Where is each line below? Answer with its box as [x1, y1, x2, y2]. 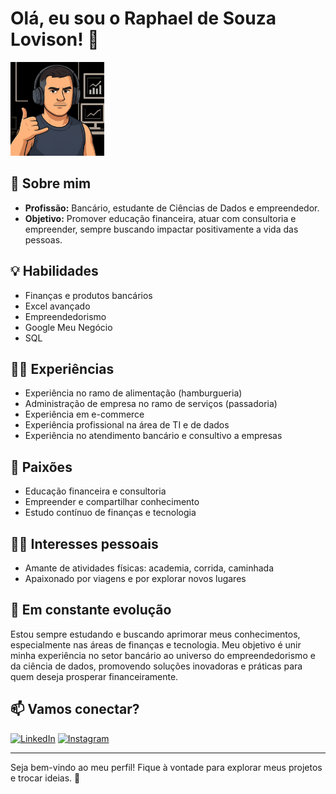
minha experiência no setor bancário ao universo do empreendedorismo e [10, 649, 316, 661]
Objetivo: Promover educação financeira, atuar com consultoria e [24, 212, 297, 224]
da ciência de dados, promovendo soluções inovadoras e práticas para [10, 660, 303, 672]
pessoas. [24, 233, 63, 246]
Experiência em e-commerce [24, 408, 145, 421]
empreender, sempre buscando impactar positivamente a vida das [24, 223, 299, 235]
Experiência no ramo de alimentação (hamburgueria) [24, 387, 243, 399]
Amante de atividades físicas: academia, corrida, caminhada [24, 562, 275, 574]
